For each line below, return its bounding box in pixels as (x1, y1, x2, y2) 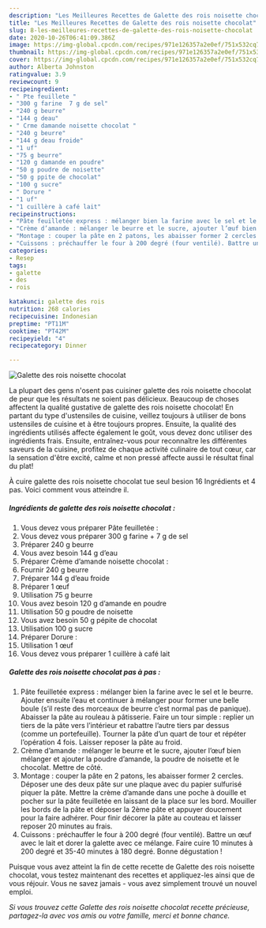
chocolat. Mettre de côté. (20, 763, 103, 772)
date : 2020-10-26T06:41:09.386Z (9, 33, 115, 42)
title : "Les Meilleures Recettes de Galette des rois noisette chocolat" (9, 19, 257, 27)
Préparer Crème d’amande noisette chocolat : (20, 556, 169, 566)
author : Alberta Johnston (9, 63, 94, 71)
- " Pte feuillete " (9, 92, 77, 100)
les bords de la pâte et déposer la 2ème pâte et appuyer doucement (20, 805, 242, 814)
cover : (9, 56, 31, 64)
